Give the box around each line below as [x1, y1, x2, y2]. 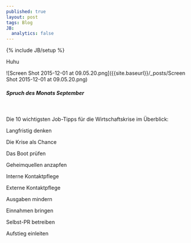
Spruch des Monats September [6, 89, 84, 96]
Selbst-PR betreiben [6, 219, 55, 226]
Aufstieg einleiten [6, 230, 49, 237]
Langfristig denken [6, 127, 52, 134]
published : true [6, 8, 46, 15]
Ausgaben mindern [6, 196, 53, 203]
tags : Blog [6, 19, 33, 25]
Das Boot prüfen [6, 150, 46, 157]
